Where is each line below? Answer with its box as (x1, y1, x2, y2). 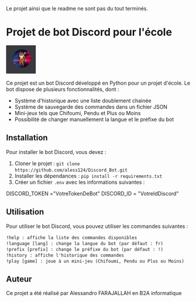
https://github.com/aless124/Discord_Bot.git (14, 167, 128, 173)
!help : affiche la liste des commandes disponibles (6, 234, 137, 240)
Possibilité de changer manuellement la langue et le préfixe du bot (14, 116, 174, 123)
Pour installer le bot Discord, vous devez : (6, 148, 106, 155)
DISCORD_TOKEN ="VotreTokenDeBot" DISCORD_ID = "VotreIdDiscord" (6, 190, 179, 197)
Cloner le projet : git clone (14, 160, 80, 167)
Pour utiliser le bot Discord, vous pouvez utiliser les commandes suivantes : (6, 223, 188, 230)
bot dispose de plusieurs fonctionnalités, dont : (6, 85, 119, 93)
